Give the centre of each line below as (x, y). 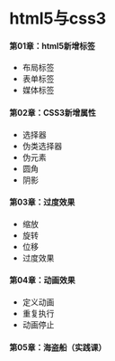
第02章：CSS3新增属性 (53, 112)
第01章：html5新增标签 (53, 45)
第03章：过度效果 (42, 202)
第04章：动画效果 (42, 280)
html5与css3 (58, 19)
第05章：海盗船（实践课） (58, 347)
